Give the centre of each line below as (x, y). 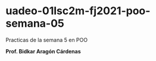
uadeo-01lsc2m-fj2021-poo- (78, 11)
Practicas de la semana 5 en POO (46, 40)
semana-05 (35, 23)
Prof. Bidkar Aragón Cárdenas (43, 51)
